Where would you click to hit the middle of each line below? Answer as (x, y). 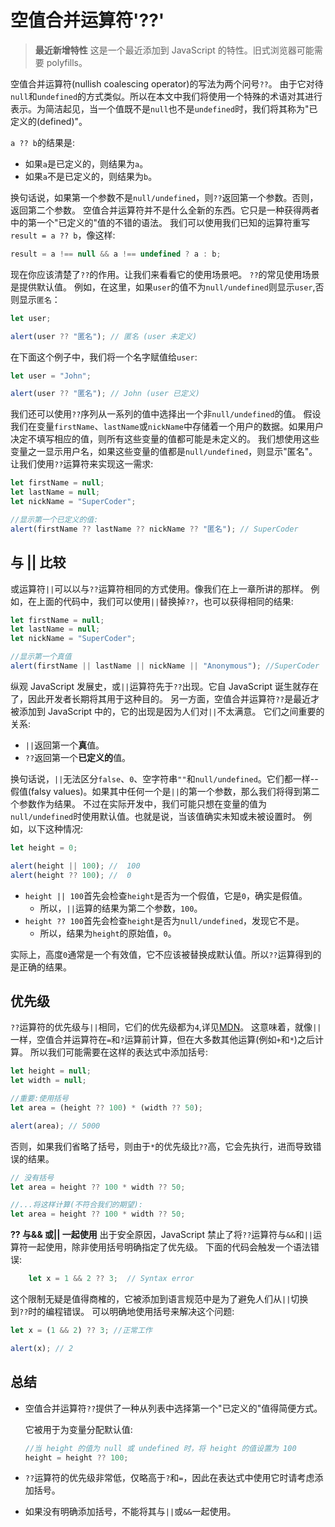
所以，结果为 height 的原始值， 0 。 (108, 933)
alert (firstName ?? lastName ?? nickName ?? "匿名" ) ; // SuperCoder (154, 529)
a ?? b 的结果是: (42, 142)
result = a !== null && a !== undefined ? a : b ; (116, 254)
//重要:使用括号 (39, 1099)
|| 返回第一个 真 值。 (64, 745)
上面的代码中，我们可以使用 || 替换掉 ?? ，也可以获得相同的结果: (165, 601)
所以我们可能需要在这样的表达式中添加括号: (118, 1052)
